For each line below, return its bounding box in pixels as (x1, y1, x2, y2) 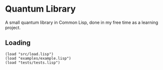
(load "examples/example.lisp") (5, 56, 71, 61)
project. (5, 24, 21, 30)
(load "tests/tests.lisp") (5, 60, 60, 65)
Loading (5, 39, 31, 47)
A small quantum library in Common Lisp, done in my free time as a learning (5, 19, 159, 25)
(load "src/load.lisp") (5, 52, 54, 56)
